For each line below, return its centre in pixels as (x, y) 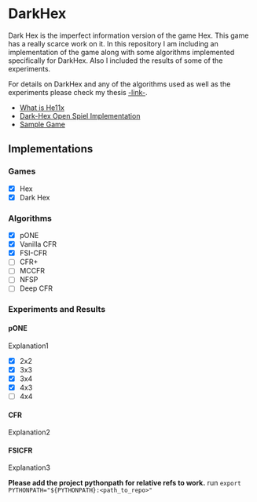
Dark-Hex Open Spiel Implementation (80, 115)
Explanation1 (28, 346)
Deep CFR (36, 288)
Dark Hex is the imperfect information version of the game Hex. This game (128, 35)
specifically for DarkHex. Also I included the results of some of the (116, 60)
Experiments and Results (57, 310)
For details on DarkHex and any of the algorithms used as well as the (119, 84)
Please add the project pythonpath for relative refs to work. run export (125, 483)
